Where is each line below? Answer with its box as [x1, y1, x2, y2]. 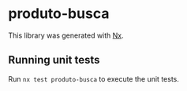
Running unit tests [8, 53, 100, 67]
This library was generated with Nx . [8, 31, 124, 40]
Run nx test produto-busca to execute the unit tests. [8, 74, 179, 83]
